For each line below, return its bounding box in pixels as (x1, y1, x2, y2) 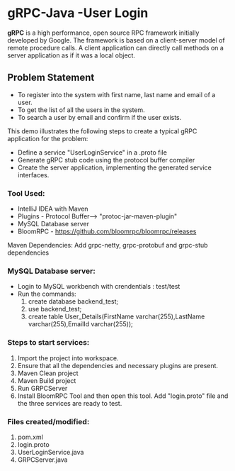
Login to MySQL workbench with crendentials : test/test (17, 282, 180, 291)
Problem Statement (7, 72, 95, 84)
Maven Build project (17, 376, 76, 384)
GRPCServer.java (17, 455, 68, 464)
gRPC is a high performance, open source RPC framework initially (7, 28, 200, 37)
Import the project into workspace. (17, 353, 119, 362)
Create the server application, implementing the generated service (17, 163, 212, 172)
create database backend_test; (28, 297, 119, 306)
